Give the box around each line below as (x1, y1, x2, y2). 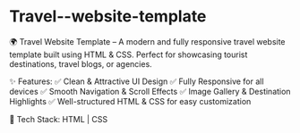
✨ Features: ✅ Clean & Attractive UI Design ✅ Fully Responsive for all (9, 76, 264, 87)
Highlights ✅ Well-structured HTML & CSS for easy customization (9, 96, 252, 106)
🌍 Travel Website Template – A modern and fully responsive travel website (9, 36, 286, 46)
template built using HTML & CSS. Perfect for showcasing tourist (9, 49, 248, 60)
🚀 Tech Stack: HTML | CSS (9, 113, 108, 124)
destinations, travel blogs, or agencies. (9, 58, 152, 69)
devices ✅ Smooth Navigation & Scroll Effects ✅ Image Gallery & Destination (9, 86, 291, 96)
